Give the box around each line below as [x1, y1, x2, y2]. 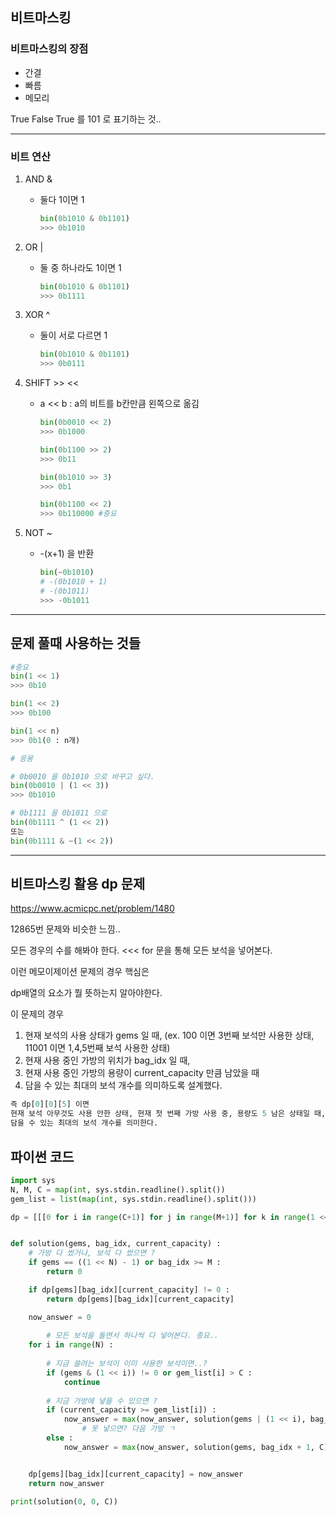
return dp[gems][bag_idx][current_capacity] [46, 1294, 235, 1304]
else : [46, 1433, 74, 1443]
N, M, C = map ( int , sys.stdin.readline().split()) [10, 1184, 226, 1195]
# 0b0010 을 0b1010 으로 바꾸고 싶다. [10, 771, 155, 782]
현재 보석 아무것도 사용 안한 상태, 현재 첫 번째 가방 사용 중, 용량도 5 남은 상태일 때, [10, 1109, 327, 1119]
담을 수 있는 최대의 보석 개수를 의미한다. [10, 1118, 159, 1128]
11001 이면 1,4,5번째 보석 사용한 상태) [24, 1042, 171, 1054]
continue [63, 1377, 101, 1387]
